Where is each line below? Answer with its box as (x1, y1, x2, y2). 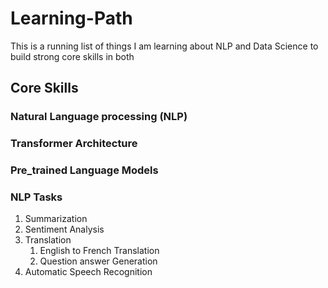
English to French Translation (39, 245, 160, 257)
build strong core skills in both (10, 50, 135, 62)
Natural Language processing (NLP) (10, 110, 188, 124)
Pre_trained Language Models (10, 163, 159, 177)
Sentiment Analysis (24, 223, 105, 236)
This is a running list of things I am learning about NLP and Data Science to (10, 40, 319, 52)
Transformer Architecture (10, 137, 138, 151)
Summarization (24, 213, 88, 225)
